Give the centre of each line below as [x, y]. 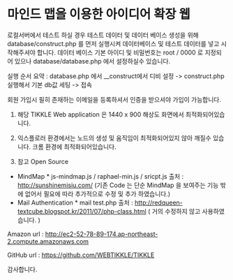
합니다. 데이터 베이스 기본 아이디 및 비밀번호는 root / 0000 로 [120, 52]
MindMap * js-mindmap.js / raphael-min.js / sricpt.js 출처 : [100, 176]
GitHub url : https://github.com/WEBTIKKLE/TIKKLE [81, 255]
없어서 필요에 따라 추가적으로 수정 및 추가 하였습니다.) [98, 193]
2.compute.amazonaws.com [48, 241]
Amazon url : [25, 234]
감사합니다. [22, 269]
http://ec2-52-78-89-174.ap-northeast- [102, 234]
